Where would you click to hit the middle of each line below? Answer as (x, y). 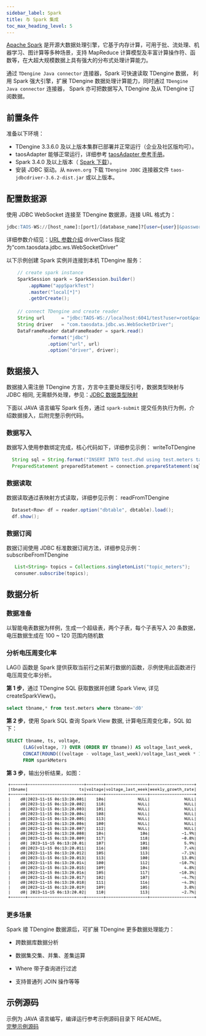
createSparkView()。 (33, 696)
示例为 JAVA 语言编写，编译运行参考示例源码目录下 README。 (86, 1018)
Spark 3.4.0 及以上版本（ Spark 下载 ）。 (65, 162)
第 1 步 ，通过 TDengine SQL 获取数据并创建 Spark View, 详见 (83, 688)
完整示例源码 (22, 1026)
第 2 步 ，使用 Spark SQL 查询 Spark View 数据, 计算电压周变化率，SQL (96, 721)
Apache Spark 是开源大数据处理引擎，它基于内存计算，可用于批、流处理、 (100, 45)
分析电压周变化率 (32, 653)
